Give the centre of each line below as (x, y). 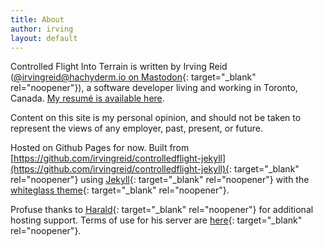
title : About (37, 19)
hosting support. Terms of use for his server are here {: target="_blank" (156, 220)
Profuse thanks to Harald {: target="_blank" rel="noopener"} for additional (162, 210)
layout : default (44, 38)
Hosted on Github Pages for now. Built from (100, 148)
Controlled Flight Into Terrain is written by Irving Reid (119, 67)
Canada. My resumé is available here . (87, 98)
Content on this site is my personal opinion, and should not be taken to (156, 118)
